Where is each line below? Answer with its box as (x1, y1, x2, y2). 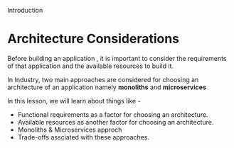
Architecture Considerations (7, 31, 180, 47)
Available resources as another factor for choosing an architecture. (17, 118, 214, 126)
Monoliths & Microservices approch (17, 125, 122, 134)
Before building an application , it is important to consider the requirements (7, 54, 227, 62)
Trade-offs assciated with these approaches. (17, 132, 150, 141)
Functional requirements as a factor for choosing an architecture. (17, 110, 208, 119)
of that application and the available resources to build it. (7, 62, 174, 70)
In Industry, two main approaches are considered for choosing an (7, 75, 199, 84)
